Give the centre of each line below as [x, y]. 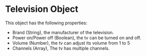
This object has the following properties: [46, 23]
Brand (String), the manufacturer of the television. [63, 32]
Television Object [42, 9]
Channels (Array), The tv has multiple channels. [61, 48]
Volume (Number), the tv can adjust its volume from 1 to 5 [71, 43]
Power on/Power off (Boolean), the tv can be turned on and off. [77, 38]
